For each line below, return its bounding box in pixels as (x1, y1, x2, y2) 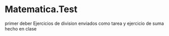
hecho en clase (5, 25, 37, 31)
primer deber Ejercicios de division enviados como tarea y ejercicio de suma (5, 20, 164, 26)
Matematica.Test (5, 4, 78, 15)
